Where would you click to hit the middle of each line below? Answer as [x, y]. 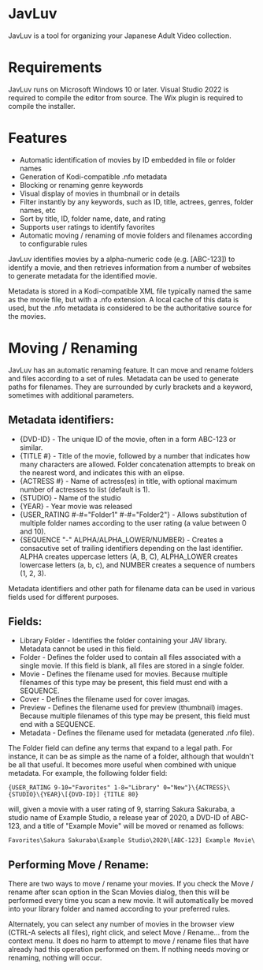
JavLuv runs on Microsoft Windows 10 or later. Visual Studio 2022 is [119, 89]
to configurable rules [54, 243]
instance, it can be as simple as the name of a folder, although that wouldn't [131, 757]
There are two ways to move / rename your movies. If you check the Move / [131, 884]
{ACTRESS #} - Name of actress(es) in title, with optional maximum [128, 481]
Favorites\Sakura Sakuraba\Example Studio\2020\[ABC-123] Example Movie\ [132, 841]
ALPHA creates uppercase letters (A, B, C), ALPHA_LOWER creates [129, 556]
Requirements [55, 67]
